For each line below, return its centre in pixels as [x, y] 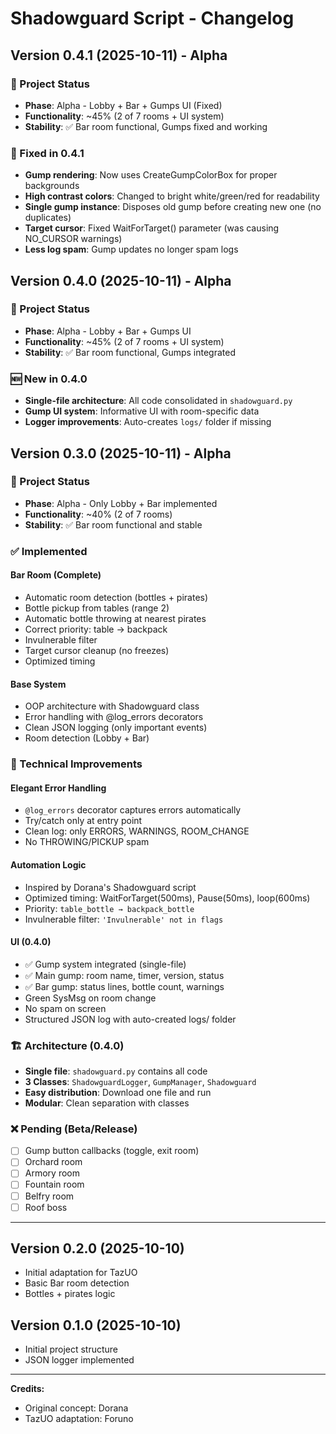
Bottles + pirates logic [70, 1294]
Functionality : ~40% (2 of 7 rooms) [98, 514]
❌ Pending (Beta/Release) [74, 1129]
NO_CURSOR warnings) [73, 239]
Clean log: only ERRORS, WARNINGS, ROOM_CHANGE [137, 831]
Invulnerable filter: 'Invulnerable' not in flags [124, 919]
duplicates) [48, 218]
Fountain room [54, 1184]
